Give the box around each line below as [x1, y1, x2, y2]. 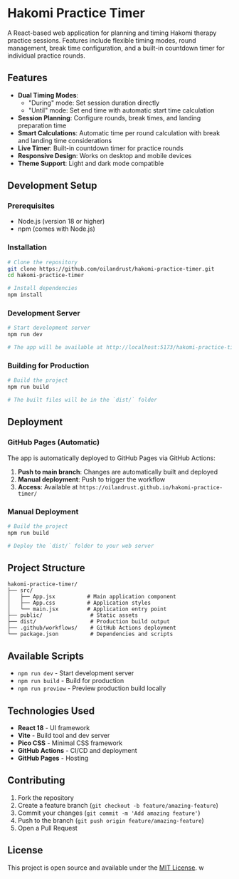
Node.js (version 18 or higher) [17, 217, 105, 226]
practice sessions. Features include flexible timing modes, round [7, 36, 197, 44]
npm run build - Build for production [17, 677, 124, 685]
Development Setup [7, 180, 97, 192]
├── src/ [7, 587, 33, 594]
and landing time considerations [17, 136, 112, 145]
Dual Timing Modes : [17, 90, 79, 99]
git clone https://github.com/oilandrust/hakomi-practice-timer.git [7, 265, 215, 272]
